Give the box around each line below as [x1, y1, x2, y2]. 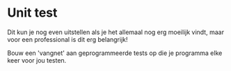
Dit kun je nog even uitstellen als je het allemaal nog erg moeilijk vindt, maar [7, 28, 225, 36]
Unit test [7, 5, 58, 21]
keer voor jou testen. [7, 56, 67, 64]
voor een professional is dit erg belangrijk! [7, 35, 128, 43]
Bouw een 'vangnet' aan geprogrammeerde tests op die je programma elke [7, 49, 223, 57]
